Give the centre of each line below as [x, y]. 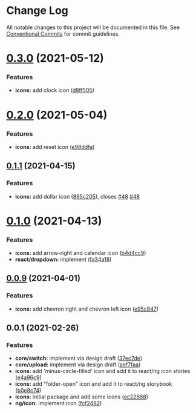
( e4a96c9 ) [28, 378]
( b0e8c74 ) [28, 391]
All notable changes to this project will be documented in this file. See [93, 27]
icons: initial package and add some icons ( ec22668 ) [82, 397]
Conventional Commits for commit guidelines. [63, 33]
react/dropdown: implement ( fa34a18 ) [63, 259]
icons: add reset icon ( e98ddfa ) [55, 147]
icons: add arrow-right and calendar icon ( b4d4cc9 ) [80, 253]
